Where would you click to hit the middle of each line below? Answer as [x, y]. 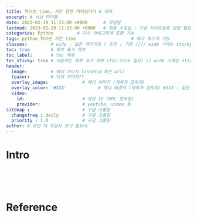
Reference [32, 207]
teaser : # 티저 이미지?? [48, 77]
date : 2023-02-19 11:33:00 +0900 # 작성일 [64, 22]
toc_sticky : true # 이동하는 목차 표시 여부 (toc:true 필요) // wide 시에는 [93, 60]
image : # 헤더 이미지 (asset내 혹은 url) [68, 72]
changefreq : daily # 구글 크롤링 [61, 115]
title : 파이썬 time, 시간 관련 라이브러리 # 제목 [59, 11]
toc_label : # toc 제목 [40, 55]
